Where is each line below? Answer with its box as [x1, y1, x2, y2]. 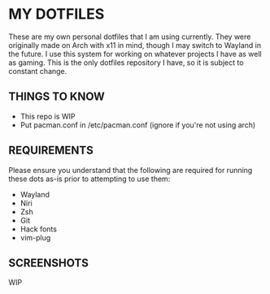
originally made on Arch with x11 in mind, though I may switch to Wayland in [8, 40, 262, 50]
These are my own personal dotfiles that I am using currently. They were [8, 32, 251, 41]
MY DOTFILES [8, 5, 105, 24]
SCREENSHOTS [8, 256, 89, 270]
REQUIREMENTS [8, 144, 94, 158]
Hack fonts [20, 224, 57, 234]
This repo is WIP [20, 111, 76, 121]
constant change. [8, 66, 67, 76]
